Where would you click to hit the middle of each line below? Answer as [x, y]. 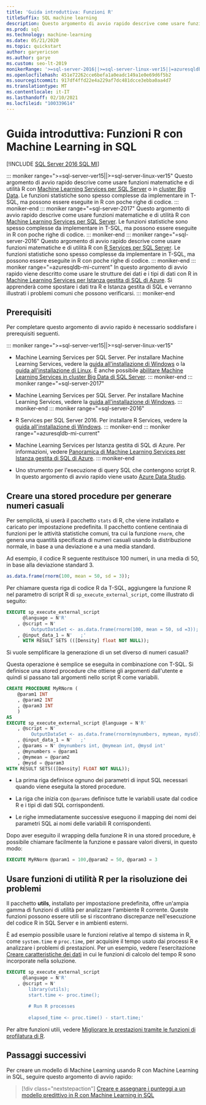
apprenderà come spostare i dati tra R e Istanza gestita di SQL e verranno [99, 287]
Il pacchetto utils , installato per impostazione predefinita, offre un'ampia [97, 904]
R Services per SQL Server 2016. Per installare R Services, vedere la [101, 421]
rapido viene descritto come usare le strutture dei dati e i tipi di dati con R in [102, 273]
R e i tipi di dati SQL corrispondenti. [60, 805]
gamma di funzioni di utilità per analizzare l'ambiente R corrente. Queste [97, 910]
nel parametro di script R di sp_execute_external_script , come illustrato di [100, 595]
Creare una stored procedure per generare [89, 496]
